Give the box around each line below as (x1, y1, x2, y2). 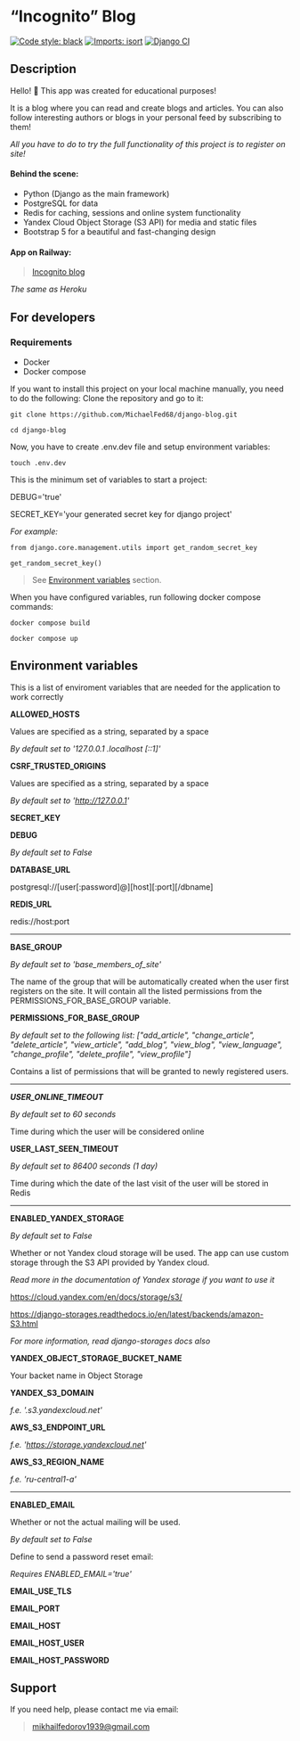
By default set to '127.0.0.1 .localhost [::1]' (10, 743, 161, 754)
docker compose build (10, 618, 91, 628)
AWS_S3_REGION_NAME (10, 1456, 105, 1467)
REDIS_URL (10, 899, 53, 909)
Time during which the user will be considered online (10, 1126, 205, 1137)
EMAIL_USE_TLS (10, 1585, 72, 1597)
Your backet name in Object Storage (10, 1370, 143, 1381)
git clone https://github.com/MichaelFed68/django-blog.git (10, 410, 239, 419)
